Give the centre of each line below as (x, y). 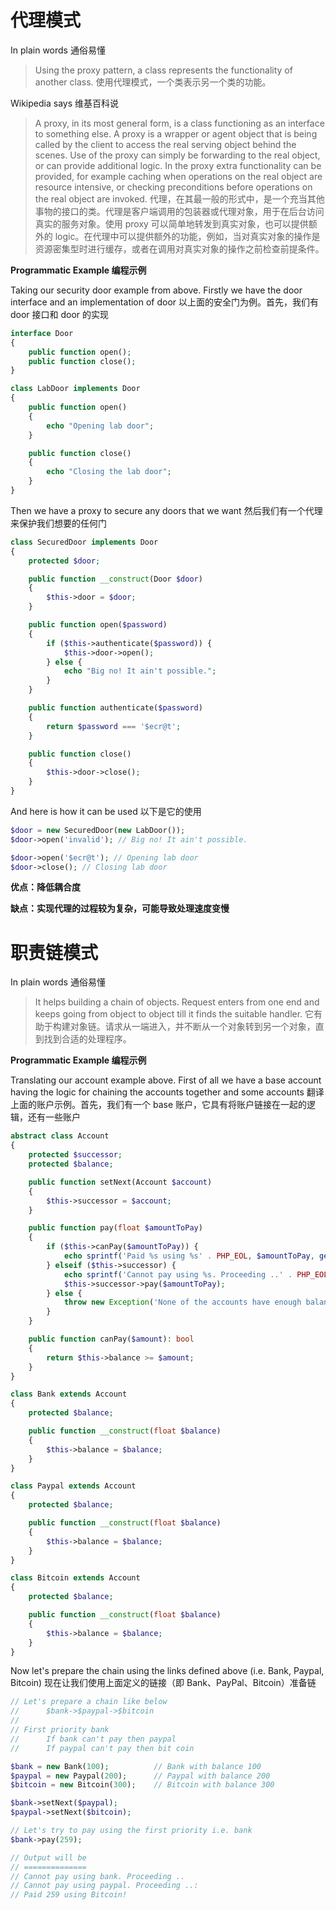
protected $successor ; (75, 1155)
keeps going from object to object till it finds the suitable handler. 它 (174, 1014)
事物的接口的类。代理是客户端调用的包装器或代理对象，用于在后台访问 (179, 211)
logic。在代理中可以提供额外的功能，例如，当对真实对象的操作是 (187, 236)
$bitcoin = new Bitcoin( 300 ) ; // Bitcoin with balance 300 (142, 1785)
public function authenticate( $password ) (115, 708)
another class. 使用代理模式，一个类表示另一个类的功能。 (153, 82)
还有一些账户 (54, 1117)
